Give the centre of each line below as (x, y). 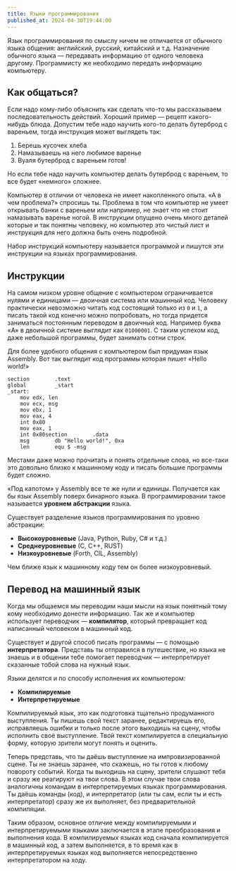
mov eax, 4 (36, 416)
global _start (41, 386)
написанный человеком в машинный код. (70, 628)
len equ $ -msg (53, 447)
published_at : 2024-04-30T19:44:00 (60, 20)
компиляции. (27, 809)
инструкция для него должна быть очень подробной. (87, 232)
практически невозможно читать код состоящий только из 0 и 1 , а (107, 308)
